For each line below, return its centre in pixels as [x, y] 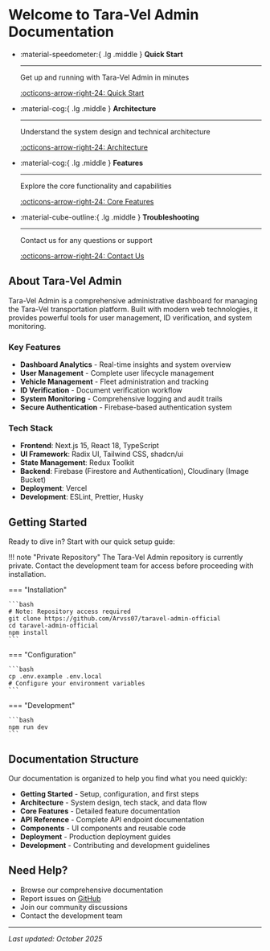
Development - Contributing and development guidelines [115, 845]
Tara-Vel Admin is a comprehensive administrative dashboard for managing [133, 300]
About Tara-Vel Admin [65, 281]
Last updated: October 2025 [55, 938]
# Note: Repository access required [70, 612]
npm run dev [28, 727]
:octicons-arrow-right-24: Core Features [87, 201]
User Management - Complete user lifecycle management [117, 373]
